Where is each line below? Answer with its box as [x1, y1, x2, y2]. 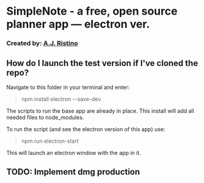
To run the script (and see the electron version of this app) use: [6, 125, 166, 132]
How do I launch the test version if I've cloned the [6, 58, 199, 68]
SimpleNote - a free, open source [6, 4, 178, 18]
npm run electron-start [21, 137, 79, 145]
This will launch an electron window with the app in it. [6, 149, 141, 156]
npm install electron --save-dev [21, 95, 101, 102]
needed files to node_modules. [6, 113, 84, 121]
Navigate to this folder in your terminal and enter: [6, 84, 130, 91]
